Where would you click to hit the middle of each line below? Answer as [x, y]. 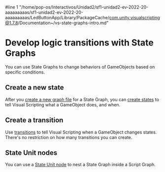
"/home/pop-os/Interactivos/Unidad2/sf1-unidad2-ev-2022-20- [84, 7]
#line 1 [12, 7]
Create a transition [34, 120]
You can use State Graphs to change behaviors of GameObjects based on [80, 67]
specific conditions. [25, 72]
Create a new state [34, 87]
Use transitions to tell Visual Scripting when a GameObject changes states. [81, 132]
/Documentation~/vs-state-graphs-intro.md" [63, 23]
